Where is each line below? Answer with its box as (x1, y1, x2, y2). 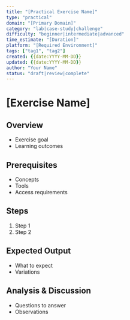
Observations (14, 308, 49, 315)
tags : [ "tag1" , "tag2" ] (6, 48, 66, 54)
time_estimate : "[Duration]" (6, 37, 79, 43)
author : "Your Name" (6, 64, 58, 71)
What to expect (14, 262, 53, 269)
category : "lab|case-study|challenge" (6, 25, 103, 32)
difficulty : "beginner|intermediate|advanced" (6, 31, 125, 37)
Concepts (14, 176, 40, 183)
